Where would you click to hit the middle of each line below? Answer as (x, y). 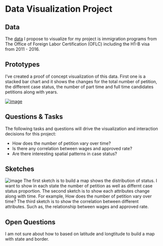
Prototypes (22, 65)
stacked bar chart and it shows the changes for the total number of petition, (81, 81)
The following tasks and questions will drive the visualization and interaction (82, 129)
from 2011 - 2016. (22, 49)
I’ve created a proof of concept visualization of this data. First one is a (75, 76)
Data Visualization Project (59, 9)
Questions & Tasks (34, 117)
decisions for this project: (31, 134)
